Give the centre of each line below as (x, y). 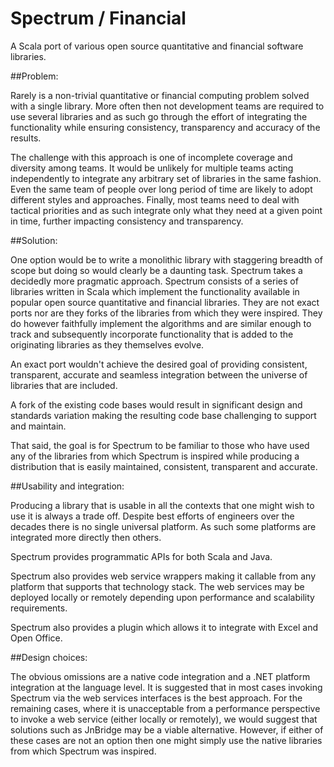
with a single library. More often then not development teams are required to (167, 106)
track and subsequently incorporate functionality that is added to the (152, 334)
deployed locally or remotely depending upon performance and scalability (162, 597)
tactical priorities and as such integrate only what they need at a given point (166, 210)
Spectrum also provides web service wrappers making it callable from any (163, 576)
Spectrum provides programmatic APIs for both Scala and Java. (141, 556)
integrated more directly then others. (86, 537)
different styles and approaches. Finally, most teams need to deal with (155, 199)
